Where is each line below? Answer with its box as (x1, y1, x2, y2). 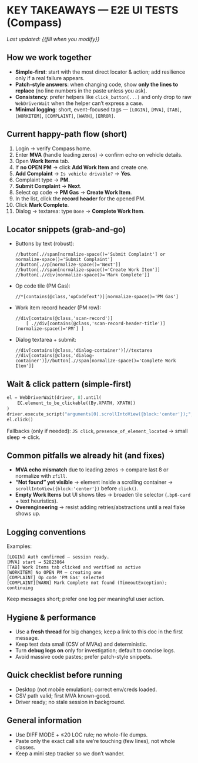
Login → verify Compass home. (15, 145, 92, 152)
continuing (6, 585, 33, 591)
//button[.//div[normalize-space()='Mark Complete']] (15, 272, 150, 278)
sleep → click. (6, 434, 41, 441)
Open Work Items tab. (15, 157, 70, 164)
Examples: (6, 543, 32, 550)
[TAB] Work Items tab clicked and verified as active (6, 564, 142, 570)
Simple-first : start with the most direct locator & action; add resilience (15, 68, 186, 75)
